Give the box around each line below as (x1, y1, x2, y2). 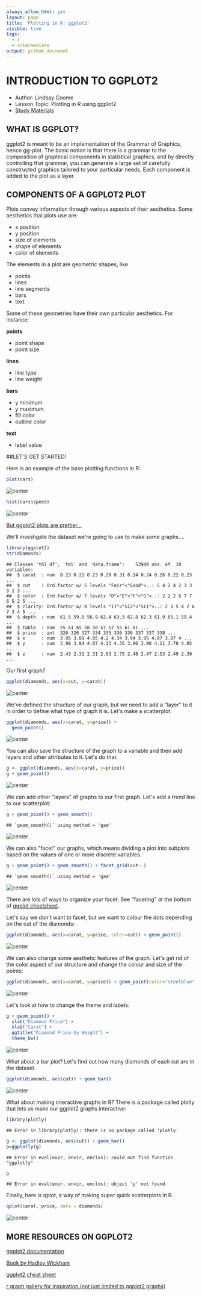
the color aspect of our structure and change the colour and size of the (6, 961, 182, 968)
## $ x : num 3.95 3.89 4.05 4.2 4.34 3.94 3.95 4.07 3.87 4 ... (6, 635, 192, 641)
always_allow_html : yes (6, 8, 66, 15)
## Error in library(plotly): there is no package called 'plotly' (6, 1127, 179, 1133)
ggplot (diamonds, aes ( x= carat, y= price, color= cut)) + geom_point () (6, 932, 182, 938)
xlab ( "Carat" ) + (11, 1024, 52, 1030)
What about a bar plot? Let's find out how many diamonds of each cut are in (6, 1058, 195, 1065)
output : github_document (6, 48, 69, 54)
